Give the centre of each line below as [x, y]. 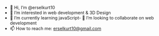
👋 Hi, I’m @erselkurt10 [32, 8]
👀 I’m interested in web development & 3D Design [60, 13]
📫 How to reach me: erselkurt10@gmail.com [55, 28]
